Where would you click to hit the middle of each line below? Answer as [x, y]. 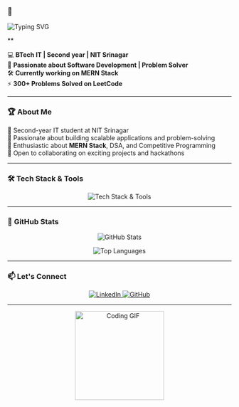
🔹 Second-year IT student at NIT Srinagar [68, 130]
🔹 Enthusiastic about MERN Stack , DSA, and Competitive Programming [111, 145]
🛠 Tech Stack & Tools [46, 179]
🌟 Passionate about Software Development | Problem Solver [98, 65]
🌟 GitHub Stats [33, 221]
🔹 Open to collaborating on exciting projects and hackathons [96, 153]
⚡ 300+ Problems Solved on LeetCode [65, 84]
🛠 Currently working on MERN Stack [63, 73]
